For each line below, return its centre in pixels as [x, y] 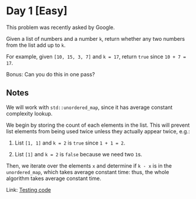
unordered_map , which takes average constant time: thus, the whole [88, 172]
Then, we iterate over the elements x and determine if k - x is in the [89, 166]
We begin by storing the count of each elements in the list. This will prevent [98, 125]
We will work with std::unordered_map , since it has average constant [89, 107]
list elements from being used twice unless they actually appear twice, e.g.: [98, 131]
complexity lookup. [29, 113]
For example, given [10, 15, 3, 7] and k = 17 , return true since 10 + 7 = [96, 56]
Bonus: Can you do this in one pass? [51, 74]
